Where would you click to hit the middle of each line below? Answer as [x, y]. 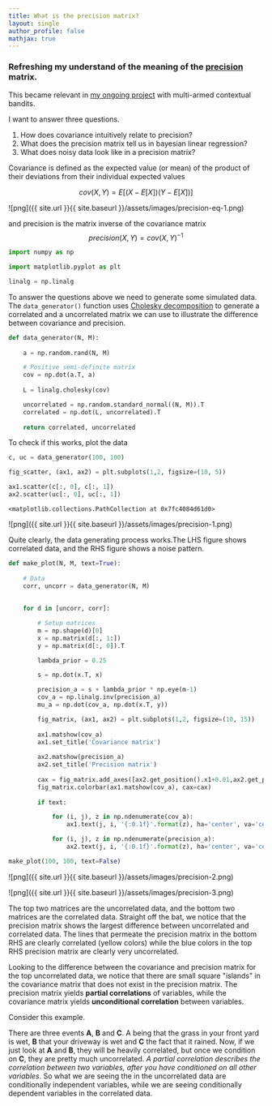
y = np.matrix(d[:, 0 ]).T [81, 645]
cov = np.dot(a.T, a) [59, 375]
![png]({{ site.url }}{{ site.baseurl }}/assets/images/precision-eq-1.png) [126, 208]
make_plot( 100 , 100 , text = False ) [65, 861]
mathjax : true [32, 39]
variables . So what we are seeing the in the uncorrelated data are [117, 1076]
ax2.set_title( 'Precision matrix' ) [98, 765]
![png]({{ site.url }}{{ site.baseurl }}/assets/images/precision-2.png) [121, 877]
